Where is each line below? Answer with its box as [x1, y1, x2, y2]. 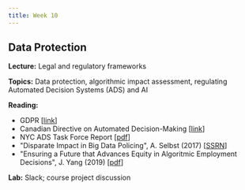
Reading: [8, 100, 39, 110]
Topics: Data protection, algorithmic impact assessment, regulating [8, 76, 228, 87]
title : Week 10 [8, 11, 58, 20]
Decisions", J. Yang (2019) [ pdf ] [19, 158, 124, 167]
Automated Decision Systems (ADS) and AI [8, 85, 149, 95]
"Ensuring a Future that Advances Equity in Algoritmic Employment [19, 149, 237, 158]
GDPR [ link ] [19, 116, 58, 125]
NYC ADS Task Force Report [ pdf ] [19, 132, 130, 142]
